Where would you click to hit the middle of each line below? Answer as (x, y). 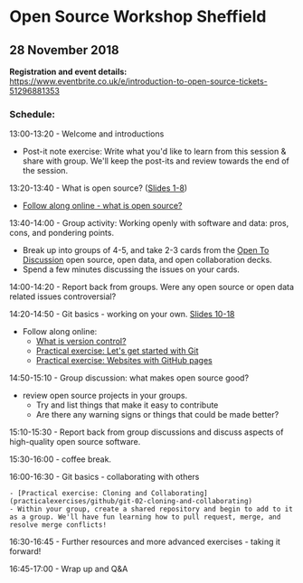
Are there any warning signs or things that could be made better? (157, 415)
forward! (25, 551)
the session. (45, 171)
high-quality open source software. (75, 442)
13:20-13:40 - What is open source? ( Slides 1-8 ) (99, 188)
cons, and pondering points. (62, 233)
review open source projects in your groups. (105, 396)
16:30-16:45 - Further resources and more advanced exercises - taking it (145, 542)
